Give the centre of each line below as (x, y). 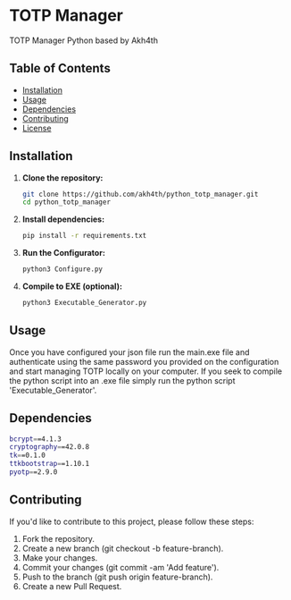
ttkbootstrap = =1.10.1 (50, 464)
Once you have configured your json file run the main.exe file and (129, 352)
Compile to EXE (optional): (72, 286)
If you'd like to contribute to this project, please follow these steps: (132, 521)
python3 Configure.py (62, 269)
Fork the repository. (58, 538)
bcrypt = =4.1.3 (36, 439)
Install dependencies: (63, 219)
